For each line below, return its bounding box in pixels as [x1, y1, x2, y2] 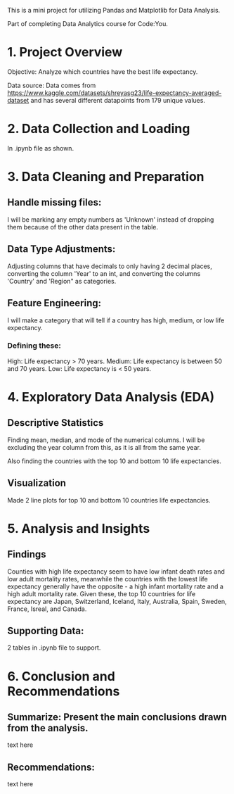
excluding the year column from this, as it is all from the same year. [7, 443, 202, 451]
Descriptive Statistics [7, 417, 104, 429]
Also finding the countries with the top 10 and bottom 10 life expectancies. [7, 457, 221, 465]
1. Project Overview [7, 44, 123, 61]
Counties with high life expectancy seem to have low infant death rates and [7, 567, 225, 576]
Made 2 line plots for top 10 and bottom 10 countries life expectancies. [7, 496, 211, 504]
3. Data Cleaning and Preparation [7, 169, 205, 185]
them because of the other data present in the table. [7, 222, 159, 231]
